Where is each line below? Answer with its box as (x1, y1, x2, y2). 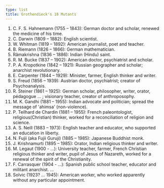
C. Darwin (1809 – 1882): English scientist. (12, 35, 98, 42)
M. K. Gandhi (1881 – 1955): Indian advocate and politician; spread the (12, 98, 154, 104)
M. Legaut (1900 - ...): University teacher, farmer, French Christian (12, 146, 147, 152)
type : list (5, 7, 28, 12)
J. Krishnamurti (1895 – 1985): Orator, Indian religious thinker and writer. (12, 140, 159, 146)
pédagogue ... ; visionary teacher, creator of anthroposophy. (12, 93, 135, 99)
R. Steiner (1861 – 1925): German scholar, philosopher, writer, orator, (12, 88, 151, 94)
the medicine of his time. (12, 31, 63, 36)
